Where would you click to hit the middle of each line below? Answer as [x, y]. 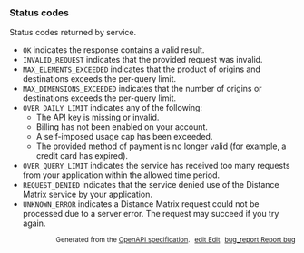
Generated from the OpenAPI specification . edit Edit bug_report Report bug [176, 240]
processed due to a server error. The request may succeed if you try [151, 214]
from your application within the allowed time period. [121, 175]
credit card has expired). [82, 156]
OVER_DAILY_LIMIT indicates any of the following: [112, 108]
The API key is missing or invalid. [98, 117]
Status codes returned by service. [73, 33]
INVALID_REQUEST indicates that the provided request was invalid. [142, 60]
